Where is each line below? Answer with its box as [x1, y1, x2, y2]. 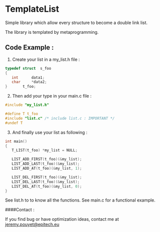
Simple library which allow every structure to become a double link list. [5, 20, 148, 26]
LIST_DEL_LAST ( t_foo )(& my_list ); [11, 179, 80, 184]
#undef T [5, 120, 23, 126]
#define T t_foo [5, 111, 38, 116]
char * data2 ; [11, 79, 47, 84]
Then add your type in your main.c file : [12, 93, 92, 99]
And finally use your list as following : [12, 129, 88, 135]
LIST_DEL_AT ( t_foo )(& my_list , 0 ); [11, 184, 82, 189]
